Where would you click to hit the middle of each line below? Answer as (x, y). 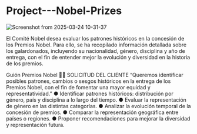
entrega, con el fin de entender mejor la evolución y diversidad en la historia (98, 57)
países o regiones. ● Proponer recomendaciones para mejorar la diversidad (98, 118)
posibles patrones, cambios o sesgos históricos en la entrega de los (89, 81)
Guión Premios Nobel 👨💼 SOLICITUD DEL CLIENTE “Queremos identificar (95, 75)
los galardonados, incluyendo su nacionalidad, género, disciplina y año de (96, 51)
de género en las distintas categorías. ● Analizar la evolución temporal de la (98, 106)
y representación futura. (35, 125)
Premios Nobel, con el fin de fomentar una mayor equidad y (79, 87)
